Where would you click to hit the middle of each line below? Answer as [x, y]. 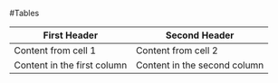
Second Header [200, 35]
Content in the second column [200, 65]
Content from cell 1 [55, 51]
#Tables [24, 13]
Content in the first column [71, 65]
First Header [70, 35]
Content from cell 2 [177, 51]
